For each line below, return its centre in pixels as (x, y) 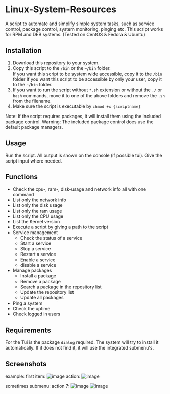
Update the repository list (47, 292)
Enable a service (38, 260)
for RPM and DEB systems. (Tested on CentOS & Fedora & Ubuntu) (75, 34)
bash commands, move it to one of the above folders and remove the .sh (89, 95)
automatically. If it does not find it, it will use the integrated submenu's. (80, 348)
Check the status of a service (51, 238)
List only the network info (39, 200)
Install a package (38, 276)
